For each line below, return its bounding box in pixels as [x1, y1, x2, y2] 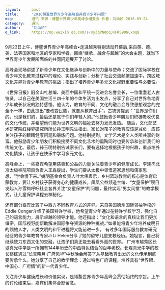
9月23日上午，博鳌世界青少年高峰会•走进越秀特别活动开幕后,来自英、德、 [5, 44, 155, 49]
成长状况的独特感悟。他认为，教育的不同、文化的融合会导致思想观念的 [13, 101, 156, 107]
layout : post [5, 7, 41, 12]
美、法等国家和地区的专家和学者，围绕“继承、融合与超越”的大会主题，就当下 [5, 50, 160, 56]
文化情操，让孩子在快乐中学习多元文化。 [5, 150, 87, 156]
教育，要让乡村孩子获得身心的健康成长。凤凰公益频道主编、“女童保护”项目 [9, 179, 160, 185]
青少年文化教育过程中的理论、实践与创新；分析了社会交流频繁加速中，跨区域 [5, 73, 160, 78]
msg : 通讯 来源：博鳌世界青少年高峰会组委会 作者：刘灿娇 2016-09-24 [5, 16, 148, 21]
